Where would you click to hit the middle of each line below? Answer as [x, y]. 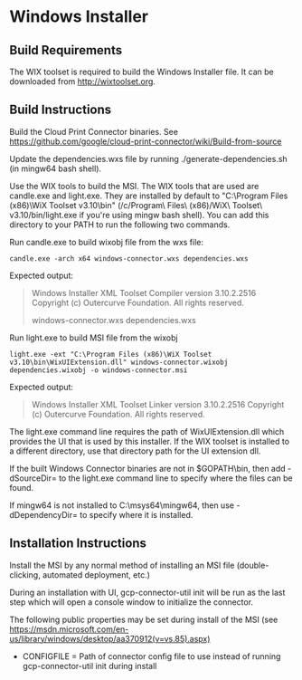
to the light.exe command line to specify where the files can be [176, 478]
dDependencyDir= [44, 514]
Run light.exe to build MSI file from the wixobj [94, 338]
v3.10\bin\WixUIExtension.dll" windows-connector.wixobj [119, 362]
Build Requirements [66, 50]
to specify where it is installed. [137, 514]
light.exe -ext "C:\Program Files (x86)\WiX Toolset [111, 354]
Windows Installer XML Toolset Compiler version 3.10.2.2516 [144, 292]
